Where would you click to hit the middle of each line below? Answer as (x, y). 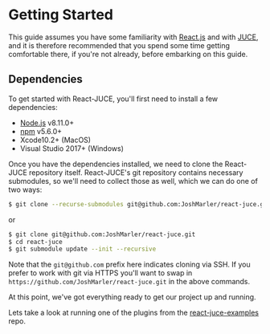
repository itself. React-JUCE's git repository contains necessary (136, 172)
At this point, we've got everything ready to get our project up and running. (132, 297)
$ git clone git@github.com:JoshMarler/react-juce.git (102, 234)
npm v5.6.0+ (41, 131)
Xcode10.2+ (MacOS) (55, 140)
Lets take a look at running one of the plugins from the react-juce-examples (134, 313)
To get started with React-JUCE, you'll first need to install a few (113, 99)
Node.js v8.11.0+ (47, 123)
